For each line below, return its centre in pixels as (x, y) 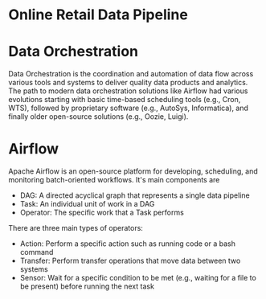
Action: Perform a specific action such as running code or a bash (127, 244)
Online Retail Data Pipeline (98, 15)
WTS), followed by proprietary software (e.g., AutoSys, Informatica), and (129, 108)
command (37, 252)
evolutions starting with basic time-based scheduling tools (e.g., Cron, (125, 100)
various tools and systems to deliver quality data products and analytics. (128, 83)
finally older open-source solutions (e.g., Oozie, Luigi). (98, 117)
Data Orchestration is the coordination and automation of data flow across (131, 74)
